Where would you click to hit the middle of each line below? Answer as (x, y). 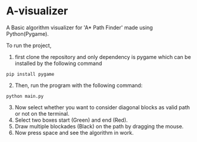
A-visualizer (37, 11)
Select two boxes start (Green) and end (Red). (71, 120)
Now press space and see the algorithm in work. (74, 132)
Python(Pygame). (28, 33)
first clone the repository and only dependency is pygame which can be (103, 57)
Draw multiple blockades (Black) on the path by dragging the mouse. (99, 126)
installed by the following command (58, 63)
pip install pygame (30, 74)
